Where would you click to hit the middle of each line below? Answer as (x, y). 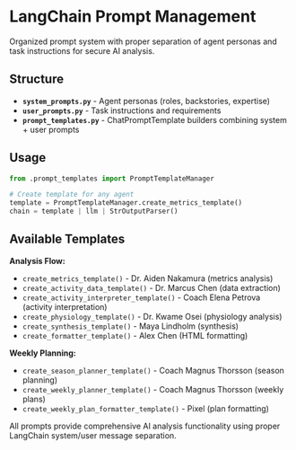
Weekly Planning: (43, 353)
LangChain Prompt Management (133, 17)
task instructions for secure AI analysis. (82, 50)
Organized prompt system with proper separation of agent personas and (144, 41)
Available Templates (67, 239)
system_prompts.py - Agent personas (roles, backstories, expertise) (146, 101)
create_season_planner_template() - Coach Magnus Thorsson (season (153, 370)
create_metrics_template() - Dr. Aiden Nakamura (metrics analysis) (148, 278)
